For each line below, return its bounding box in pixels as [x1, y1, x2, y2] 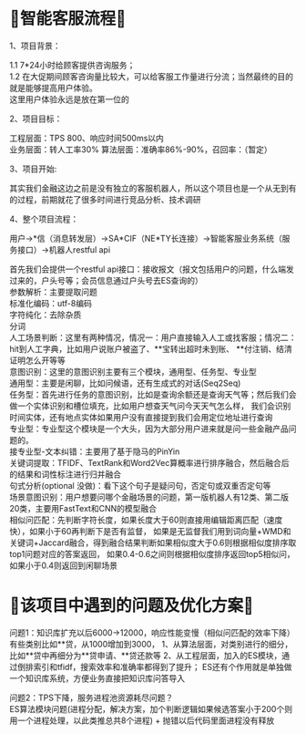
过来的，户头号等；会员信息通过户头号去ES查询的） [9, 274, 203, 285]
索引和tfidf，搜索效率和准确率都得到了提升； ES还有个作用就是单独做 [33, 661, 292, 672]
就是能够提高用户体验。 [9, 82, 97, 93]
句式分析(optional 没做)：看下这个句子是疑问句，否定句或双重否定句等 [9, 480, 271, 491]
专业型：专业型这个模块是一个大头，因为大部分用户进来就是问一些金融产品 [9, 423, 289, 434]
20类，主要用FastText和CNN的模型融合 [9, 502, 158, 513]
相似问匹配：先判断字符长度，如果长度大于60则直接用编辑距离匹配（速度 [9, 514, 283, 525]
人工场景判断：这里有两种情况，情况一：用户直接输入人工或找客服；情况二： [9, 332, 297, 343]
